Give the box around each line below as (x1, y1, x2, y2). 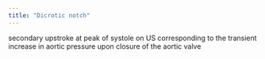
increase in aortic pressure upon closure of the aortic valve (8, 41, 202, 51)
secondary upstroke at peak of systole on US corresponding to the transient (8, 33, 257, 42)
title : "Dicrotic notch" (8, 11, 90, 20)
